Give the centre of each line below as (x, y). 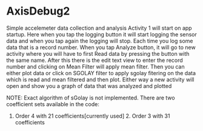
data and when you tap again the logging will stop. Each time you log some (100, 41)
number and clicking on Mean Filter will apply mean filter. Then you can (95, 66)
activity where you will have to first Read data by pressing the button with (98, 53)
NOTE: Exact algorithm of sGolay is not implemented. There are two (91, 98)
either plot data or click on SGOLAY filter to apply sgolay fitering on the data (101, 73)
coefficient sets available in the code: (53, 104)
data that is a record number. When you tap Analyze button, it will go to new (101, 47)
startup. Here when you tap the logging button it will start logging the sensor (101, 34)
